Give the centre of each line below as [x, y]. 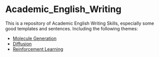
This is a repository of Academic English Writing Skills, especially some [80, 23]
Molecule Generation [35, 38]
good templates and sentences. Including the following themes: [72, 28]
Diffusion [22, 43]
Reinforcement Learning [38, 49]
